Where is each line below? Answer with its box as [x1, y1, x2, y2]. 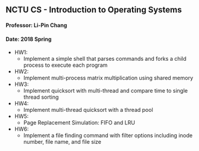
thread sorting [23, 93, 59, 101]
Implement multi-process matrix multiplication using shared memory [23, 75, 194, 82]
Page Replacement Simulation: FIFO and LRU [23, 119, 135, 126]
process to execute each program [23, 61, 108, 69]
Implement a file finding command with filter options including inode [23, 132, 193, 139]
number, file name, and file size [23, 138, 102, 146]
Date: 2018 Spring [5, 35, 52, 43]
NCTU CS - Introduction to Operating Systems [5, 5, 182, 15]
